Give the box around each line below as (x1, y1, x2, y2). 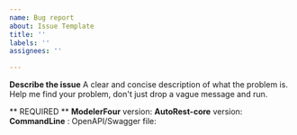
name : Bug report (9, 13, 75, 22)
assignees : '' (9, 47, 63, 56)
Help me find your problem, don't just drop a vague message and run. (9, 89, 268, 100)
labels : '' (9, 38, 50, 48)
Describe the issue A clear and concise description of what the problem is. (9, 79, 288, 90)
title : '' (9, 30, 47, 39)
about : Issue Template (9, 22, 94, 31)
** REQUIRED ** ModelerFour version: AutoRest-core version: (9, 106, 243, 117)
